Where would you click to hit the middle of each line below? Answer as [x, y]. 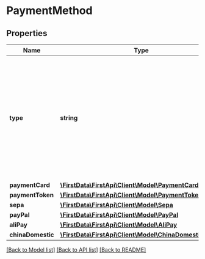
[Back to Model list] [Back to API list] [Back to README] [76, 250]
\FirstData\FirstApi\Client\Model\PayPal [119, 215]
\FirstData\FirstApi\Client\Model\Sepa [117, 205]
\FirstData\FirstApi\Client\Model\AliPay [119, 225]
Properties [27, 33]
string [69, 118]
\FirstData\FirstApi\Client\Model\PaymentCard [129, 185]
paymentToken [31, 195]
